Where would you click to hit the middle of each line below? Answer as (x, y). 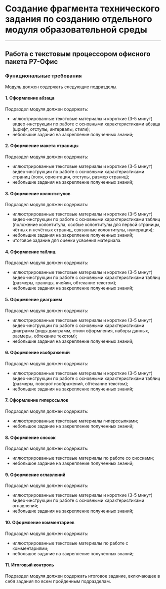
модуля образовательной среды (76, 30)
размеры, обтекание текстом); (45, 336)
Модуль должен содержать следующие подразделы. (61, 87)
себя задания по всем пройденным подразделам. (58, 581)
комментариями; (30, 548)
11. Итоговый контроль (30, 565)
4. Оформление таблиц (30, 252)
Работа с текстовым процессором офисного (78, 54)
